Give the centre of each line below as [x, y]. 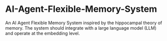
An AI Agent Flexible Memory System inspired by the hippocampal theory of [84, 23]
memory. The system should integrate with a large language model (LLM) [81, 28]
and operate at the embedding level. [43, 33]
